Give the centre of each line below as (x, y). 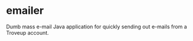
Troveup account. (27, 32)
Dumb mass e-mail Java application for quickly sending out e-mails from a (97, 27)
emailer (25, 11)
